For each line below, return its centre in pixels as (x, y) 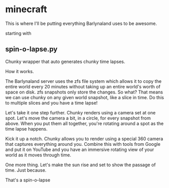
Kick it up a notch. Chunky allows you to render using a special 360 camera (84, 139)
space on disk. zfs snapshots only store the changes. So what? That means (84, 92)
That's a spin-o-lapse (28, 180)
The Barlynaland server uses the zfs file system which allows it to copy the (83, 81)
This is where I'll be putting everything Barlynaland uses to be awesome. (81, 23)
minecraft (26, 9)
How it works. (20, 71)
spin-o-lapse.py (31, 49)
